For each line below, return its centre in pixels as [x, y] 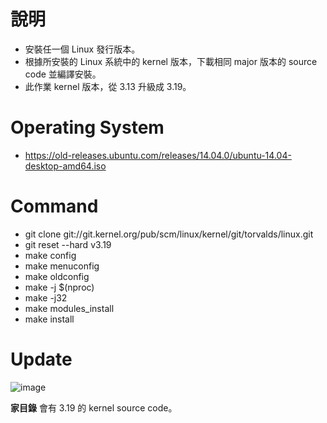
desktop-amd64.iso [65, 166]
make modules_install [69, 308]
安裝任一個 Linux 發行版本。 [82, 49]
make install [49, 319]
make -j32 [46, 297]
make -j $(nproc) [59, 287]
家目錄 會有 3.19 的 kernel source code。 [94, 407]
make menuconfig [62, 266]
